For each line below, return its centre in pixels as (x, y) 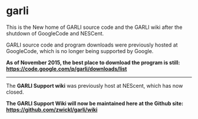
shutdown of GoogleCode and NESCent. (55, 33)
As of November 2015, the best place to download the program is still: (93, 62)
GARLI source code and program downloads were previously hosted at (92, 45)
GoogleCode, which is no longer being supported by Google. (80, 51)
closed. (15, 92)
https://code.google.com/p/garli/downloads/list (67, 68)
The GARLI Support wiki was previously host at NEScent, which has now (95, 85)
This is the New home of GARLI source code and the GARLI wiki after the (94, 27)
